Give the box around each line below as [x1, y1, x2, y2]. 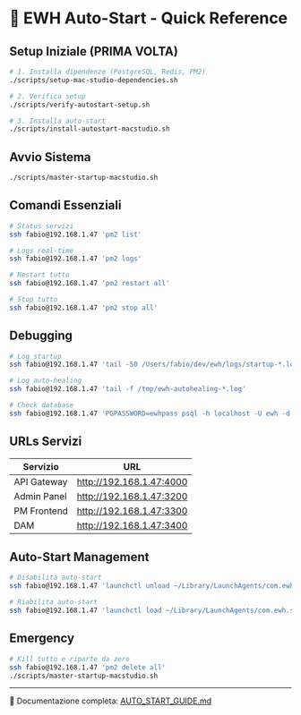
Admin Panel [13, 489, 67, 502]
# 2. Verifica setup [9, 91, 87, 101]
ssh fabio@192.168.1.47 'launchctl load [9, 606, 163, 616]
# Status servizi [9, 221, 74, 231]
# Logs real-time [9, 246, 74, 255]
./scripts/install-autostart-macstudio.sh [9, 124, 170, 133]
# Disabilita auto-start [9, 573, 102, 583]
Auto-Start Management [9, 549, 150, 565]
